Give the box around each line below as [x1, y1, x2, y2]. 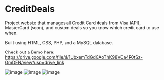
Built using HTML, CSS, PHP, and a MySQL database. [5, 39, 113, 45]
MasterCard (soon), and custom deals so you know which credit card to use [5, 25, 159, 30]
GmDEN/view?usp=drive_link [5, 59, 64, 65]
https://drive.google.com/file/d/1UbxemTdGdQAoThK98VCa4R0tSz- [5, 54, 143, 60]
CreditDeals [5, 3, 55, 15]
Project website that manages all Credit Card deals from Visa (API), [5, 20, 141, 26]
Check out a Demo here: [5, 49, 55, 55]
